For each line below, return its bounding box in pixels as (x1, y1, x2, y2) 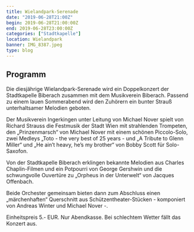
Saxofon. (6, 147, 29, 155)
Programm (6, 70, 46, 80)
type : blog (6, 48, 33, 54)
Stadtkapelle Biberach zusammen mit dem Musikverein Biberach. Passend (6, 92, 189, 99)
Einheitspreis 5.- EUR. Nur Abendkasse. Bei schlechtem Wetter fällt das (6, 214, 181, 221)
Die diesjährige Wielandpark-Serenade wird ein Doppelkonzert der (6, 85, 170, 92)
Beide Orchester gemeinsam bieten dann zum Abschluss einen (6, 189, 161, 196)
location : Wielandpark (6, 36, 62, 42)
